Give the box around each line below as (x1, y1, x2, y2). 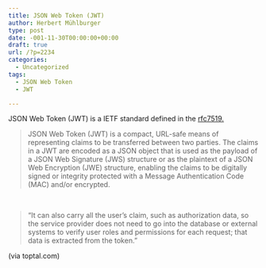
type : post (8, 26, 44, 34)
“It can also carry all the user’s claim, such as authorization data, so (27, 211, 249, 220)
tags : (8, 71, 26, 78)
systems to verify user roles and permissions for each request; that (27, 228, 248, 237)
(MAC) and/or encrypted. (27, 180, 110, 190)
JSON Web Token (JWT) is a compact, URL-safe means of (27, 129, 219, 139)
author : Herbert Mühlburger (8, 19, 102, 27)
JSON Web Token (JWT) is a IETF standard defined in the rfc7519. (8, 114, 225, 124)
